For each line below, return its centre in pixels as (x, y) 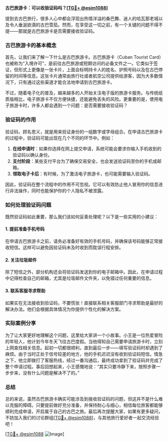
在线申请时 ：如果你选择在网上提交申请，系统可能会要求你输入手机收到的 (87, 149)
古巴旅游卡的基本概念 (31, 45)
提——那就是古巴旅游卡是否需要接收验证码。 (51, 31)
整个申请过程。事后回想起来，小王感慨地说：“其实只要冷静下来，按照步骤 (81, 366)
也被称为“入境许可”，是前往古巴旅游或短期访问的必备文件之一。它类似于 (79, 63)
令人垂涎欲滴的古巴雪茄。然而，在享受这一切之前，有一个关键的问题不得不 (86, 25)
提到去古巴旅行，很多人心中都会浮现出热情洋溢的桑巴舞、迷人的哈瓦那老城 (82, 19)
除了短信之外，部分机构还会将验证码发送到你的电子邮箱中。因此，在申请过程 (84, 272)
